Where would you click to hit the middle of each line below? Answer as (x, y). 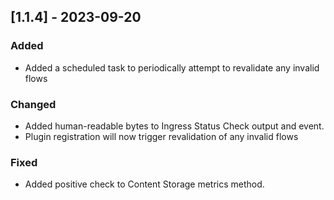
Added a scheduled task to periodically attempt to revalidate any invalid (172, 67)
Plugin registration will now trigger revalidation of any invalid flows (161, 136)
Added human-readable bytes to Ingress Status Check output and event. (174, 126)
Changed (33, 104)
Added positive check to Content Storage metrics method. (144, 184)
